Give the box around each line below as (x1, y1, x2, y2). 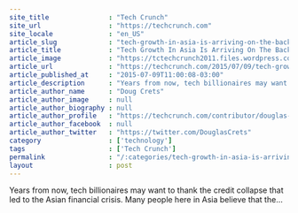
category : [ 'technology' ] (9, 136, 173, 145)
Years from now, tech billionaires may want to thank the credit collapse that (9, 185, 284, 195)
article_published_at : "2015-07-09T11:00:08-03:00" (9, 71, 224, 80)
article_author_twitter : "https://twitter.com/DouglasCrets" (9, 128, 252, 137)
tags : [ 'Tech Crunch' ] (9, 144, 176, 153)
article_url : (9, 63, 114, 72)
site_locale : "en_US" (9, 29, 145, 38)
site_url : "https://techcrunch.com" (9, 21, 213, 30)
